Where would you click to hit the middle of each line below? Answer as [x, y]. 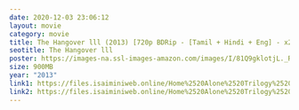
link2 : [21, 91]
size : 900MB [31, 67]
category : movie [39, 34]
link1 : [21, 83]
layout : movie [36, 26]
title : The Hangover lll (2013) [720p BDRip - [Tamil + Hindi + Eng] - [145, 42]
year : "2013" [33, 75]
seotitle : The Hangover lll [61, 51]
